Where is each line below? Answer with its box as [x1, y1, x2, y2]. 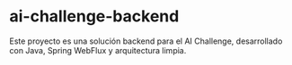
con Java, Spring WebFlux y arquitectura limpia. [9, 45, 187, 55]
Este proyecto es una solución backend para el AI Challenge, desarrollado [9, 36, 283, 46]
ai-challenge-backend [9, 6, 180, 27]
